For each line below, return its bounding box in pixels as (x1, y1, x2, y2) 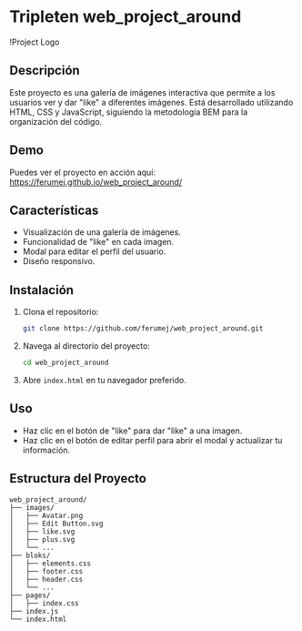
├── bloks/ (9, 551, 51, 560)
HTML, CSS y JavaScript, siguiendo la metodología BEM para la (9, 107, 248, 117)
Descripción (9, 63, 80, 78)
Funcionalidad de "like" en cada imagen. (22, 237, 175, 248)
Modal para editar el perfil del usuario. (22, 246, 166, 257)
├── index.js (9, 606, 59, 616)
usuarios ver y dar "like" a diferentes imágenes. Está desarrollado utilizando (9, 97, 294, 107)
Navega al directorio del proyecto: (22, 341, 150, 351)
